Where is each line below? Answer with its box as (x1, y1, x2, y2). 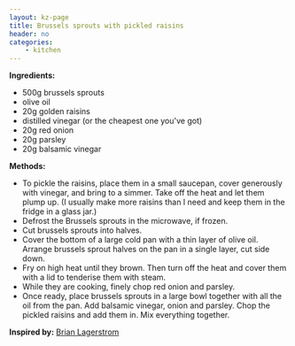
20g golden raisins (21, 106, 90, 117)
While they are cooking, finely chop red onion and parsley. (21, 281, 236, 292)
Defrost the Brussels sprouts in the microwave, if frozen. (21, 216, 229, 227)
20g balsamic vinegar (21, 143, 102, 155)
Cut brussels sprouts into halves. (21, 225, 143, 235)
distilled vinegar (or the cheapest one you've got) (21, 116, 203, 127)
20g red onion (21, 125, 74, 135)
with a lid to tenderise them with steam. (21, 272, 167, 283)
